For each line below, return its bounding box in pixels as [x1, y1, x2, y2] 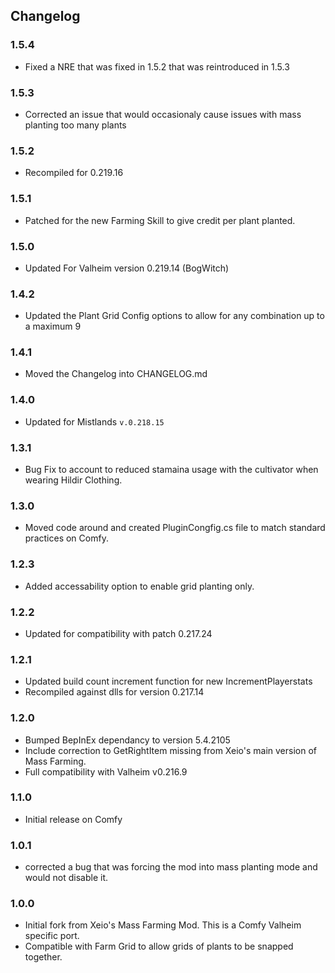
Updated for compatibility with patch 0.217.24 [24, 627, 213, 639]
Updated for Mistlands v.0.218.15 [24, 415, 165, 428]
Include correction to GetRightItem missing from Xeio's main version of [24, 744, 317, 756]
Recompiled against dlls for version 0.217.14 [24, 686, 205, 698]
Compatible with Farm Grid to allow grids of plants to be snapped [24, 940, 294, 953]
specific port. [24, 930, 80, 942]
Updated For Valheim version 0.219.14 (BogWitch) [24, 262, 230, 274]
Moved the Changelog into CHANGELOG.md [24, 368, 208, 380]
